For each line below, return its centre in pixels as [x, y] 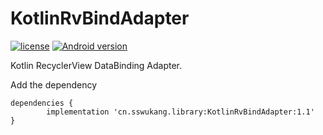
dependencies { [42, 103]
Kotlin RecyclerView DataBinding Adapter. [96, 65]
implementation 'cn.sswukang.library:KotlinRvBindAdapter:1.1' [180, 112]
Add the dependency [54, 84]
